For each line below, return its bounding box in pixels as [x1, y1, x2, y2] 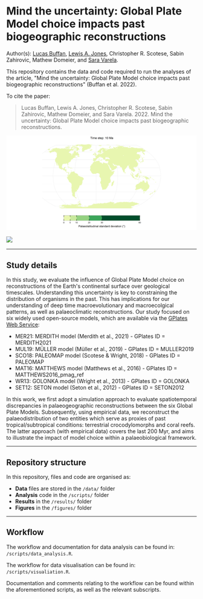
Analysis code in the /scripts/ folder [14, 492, 109, 499]
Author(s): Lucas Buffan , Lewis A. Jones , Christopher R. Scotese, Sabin [6, 49, 184, 57]
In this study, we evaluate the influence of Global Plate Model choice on [6, 276, 184, 284]
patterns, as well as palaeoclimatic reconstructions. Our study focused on [6, 308, 190, 315]
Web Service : [6, 321, 40, 328]
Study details [6, 260, 57, 270]
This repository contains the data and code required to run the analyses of [6, 68, 192, 75]
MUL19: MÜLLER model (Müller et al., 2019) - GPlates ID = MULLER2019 [14, 346, 195, 353]
